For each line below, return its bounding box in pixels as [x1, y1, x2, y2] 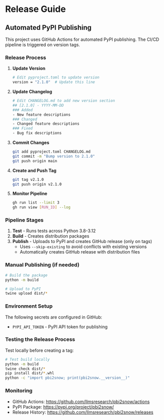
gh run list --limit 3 [12, 200, 60, 205]
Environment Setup [5, 303, 53, 310]
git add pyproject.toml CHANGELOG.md [12, 149, 91, 155]
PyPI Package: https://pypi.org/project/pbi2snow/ [12, 404, 114, 410]
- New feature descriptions [12, 112, 71, 117]
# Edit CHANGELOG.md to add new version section [12, 98, 115, 103]
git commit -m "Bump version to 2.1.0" [12, 154, 95, 159]
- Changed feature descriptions [12, 121, 80, 126]
